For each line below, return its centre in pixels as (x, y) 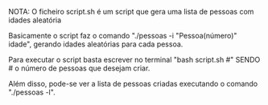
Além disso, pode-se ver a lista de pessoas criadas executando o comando (133, 84)
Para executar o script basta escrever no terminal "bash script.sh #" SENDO (134, 60)
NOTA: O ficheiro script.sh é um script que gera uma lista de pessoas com (131, 12)
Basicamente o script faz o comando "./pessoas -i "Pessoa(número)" (123, 36)
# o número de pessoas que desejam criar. (79, 68)
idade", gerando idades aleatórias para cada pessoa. (96, 44)
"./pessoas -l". (32, 92)
